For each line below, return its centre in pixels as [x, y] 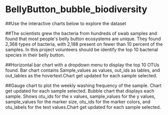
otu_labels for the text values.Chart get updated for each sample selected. [83, 107]
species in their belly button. [35, 55]
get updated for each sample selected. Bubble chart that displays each [80, 91]
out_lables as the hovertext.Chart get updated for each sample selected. [81, 75]
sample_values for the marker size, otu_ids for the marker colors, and [78, 102]
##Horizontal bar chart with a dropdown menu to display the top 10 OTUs [82, 65]
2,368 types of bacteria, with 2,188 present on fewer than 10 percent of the [84, 44]
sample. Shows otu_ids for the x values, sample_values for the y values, [80, 96]
